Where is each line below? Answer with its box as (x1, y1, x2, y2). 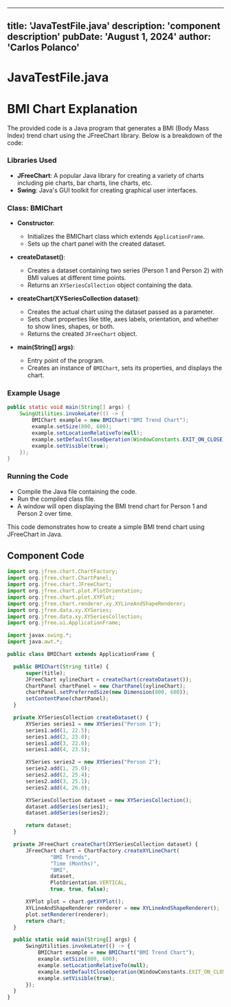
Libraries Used (7, 156, 57, 166)
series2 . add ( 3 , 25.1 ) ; (25, 777, 91, 785)
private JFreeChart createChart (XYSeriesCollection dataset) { (13, 841, 198, 848)
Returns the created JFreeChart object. (27, 330, 137, 338)
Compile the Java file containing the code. (16, 487, 137, 495)
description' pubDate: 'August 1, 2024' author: (7, 31, 211, 43)
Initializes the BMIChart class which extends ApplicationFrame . (27, 232, 205, 241)
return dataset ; (25, 822, 72, 829)
